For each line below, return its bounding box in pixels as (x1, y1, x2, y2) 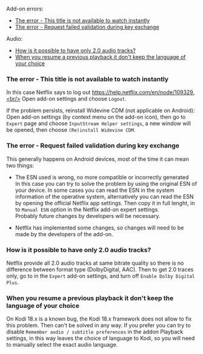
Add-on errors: (6, 5, 44, 12)
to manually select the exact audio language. (6, 341, 118, 349)
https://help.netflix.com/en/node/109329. (92, 89, 195, 96)
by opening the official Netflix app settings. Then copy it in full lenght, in (15, 199, 195, 206)
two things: (6, 162, 35, 169)
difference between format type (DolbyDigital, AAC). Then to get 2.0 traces (6, 265, 194, 273)
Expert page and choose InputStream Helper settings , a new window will (6, 120, 191, 127)
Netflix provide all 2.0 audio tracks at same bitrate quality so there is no (6, 259, 184, 267)
